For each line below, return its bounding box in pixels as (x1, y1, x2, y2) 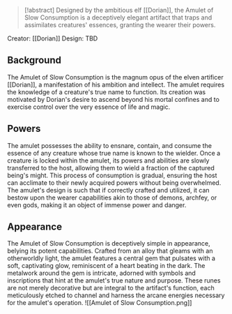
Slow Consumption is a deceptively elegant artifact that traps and (24, 13, 212, 22)
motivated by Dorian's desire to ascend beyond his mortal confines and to (7, 95, 219, 103)
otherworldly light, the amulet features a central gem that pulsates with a (7, 254, 216, 262)
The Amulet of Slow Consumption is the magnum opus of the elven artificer (7, 73, 224, 81)
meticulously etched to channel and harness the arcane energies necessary (7, 291, 225, 299)
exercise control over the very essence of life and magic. (7, 103, 171, 111)
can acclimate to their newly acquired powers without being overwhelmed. (7, 178, 222, 187)
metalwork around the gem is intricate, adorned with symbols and (7, 269, 196, 278)
